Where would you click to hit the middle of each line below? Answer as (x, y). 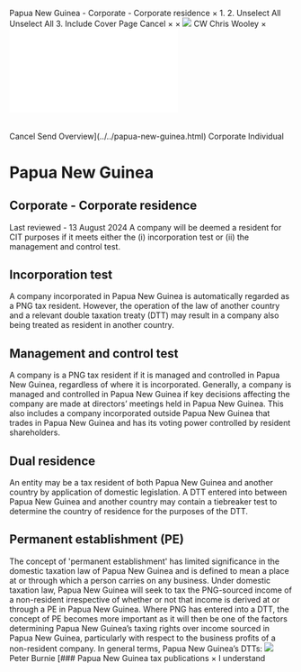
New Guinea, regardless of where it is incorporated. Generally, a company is (150, 385)
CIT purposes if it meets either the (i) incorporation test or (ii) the (129, 237)
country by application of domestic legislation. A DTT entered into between (148, 492)
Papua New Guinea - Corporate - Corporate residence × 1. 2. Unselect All (145, 13)
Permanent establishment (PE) (97, 540)
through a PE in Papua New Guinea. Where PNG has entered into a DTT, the (149, 609)
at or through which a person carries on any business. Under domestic (140, 580)
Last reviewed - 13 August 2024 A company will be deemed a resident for (146, 227)
